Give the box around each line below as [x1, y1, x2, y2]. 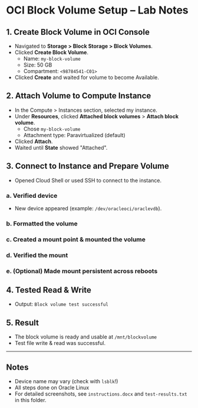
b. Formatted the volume [6, 219, 78, 227]
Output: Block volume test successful [14, 301, 109, 308]
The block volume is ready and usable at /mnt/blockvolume [14, 333, 157, 340]
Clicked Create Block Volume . [14, 49, 88, 56]
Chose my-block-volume [23, 125, 81, 132]
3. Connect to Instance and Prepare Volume [6, 161, 170, 171]
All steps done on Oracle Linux [14, 384, 90, 392]
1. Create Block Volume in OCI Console [6, 27, 150, 37]
